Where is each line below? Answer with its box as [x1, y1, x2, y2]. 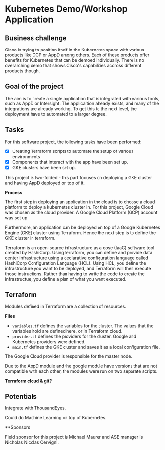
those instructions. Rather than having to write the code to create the [5, 271, 145, 277]
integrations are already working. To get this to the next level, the [5, 105, 137, 112]
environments [12, 153, 40, 159]
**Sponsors [5, 424, 31, 430]
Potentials [5, 392, 37, 400]
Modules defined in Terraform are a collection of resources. [5, 303, 127, 309]
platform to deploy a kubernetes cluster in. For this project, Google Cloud [5, 204, 154, 210]
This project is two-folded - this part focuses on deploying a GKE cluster [5, 174, 152, 180]
